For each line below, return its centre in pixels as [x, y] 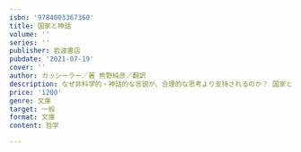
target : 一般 [32, 109]
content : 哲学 [35, 126]
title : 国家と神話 [40, 26]
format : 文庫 [32, 117]
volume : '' [30, 34]
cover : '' [28, 68]
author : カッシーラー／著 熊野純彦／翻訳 [78, 76]
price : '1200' [36, 92]
